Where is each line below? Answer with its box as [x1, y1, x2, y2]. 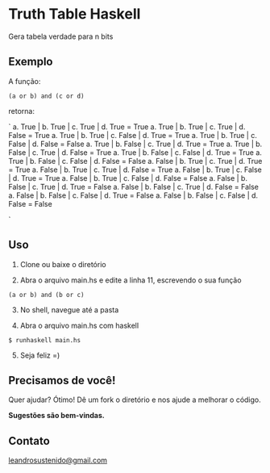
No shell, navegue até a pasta [19, 304, 119, 315]
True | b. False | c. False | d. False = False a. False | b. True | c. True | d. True [8, 156, 263, 165]
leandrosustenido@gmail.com [8, 455, 107, 465]
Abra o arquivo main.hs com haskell [19, 320, 139, 330]
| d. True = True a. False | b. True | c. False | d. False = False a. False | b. [8, 173, 248, 182]
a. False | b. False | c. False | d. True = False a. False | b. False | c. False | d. [8, 190, 259, 200]
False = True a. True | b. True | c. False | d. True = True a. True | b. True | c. [8, 130, 258, 140]
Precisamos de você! [8, 373, 116, 387]
